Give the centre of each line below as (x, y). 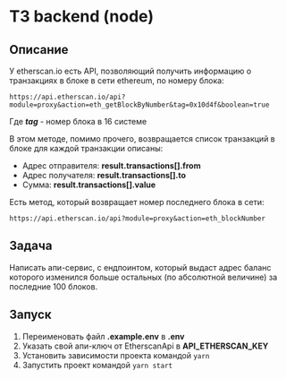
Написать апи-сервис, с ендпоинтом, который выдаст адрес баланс (140, 267)
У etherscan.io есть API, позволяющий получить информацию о (130, 71)
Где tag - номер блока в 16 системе (78, 121)
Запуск (30, 315)
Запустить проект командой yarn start (97, 365)
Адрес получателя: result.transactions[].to (104, 175)
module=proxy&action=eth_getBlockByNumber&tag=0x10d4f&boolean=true (139, 105)
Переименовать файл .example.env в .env (103, 336)
